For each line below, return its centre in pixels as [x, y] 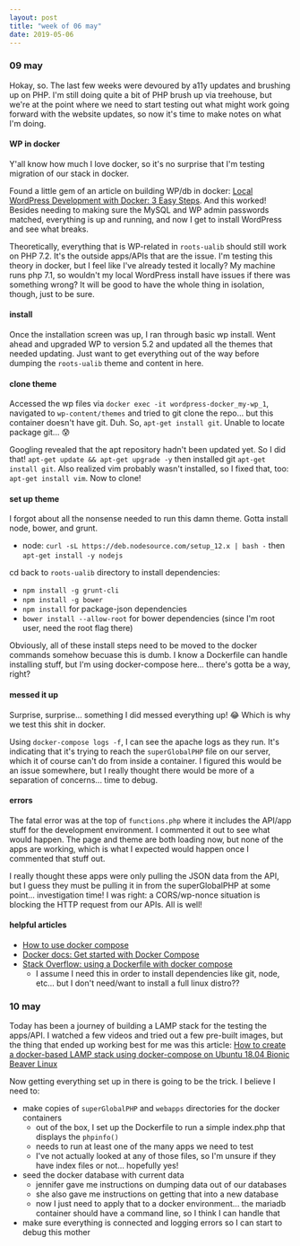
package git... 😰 [40, 433]
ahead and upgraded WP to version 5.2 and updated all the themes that [141, 344]
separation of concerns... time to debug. [84, 780]
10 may [25, 1006]
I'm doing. [28, 123]
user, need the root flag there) [77, 628]
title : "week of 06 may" [56, 26]
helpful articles [38, 925]
